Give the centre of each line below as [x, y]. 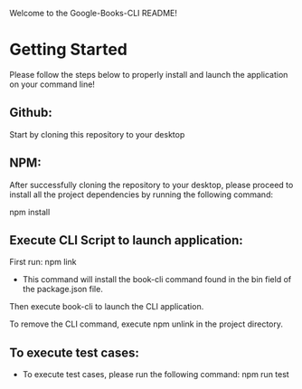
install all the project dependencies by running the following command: [142, 194]
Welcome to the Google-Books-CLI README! [94, 13]
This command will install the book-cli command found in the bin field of [157, 280]
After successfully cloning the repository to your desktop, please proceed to [151, 185]
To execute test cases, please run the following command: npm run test [156, 375]
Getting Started [69, 50]
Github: [31, 113]
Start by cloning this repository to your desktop [97, 134]
